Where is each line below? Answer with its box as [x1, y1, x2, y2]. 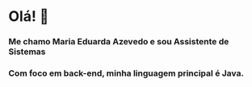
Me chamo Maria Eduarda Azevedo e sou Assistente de [8, 36, 229, 48]
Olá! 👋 [8, 7, 49, 26]
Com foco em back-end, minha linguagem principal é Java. [8, 68, 245, 79]
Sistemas [8, 46, 46, 57]
